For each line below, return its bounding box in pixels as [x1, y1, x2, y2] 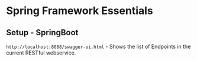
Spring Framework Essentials [6, 4, 154, 18]
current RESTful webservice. [6, 49, 76, 56]
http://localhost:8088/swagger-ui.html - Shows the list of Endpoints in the [6, 43, 191, 50]
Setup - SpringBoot [6, 28, 79, 38]
